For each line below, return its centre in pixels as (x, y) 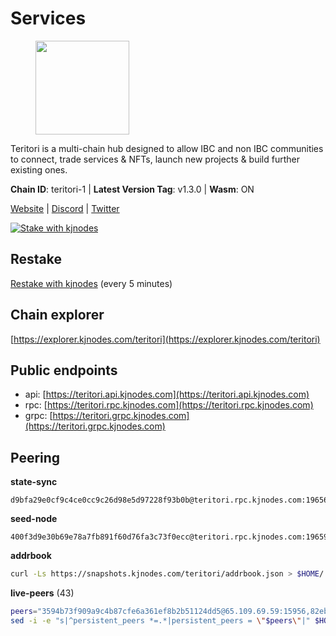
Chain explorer (57, 315)
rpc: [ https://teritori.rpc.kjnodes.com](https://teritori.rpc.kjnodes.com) (169, 405)
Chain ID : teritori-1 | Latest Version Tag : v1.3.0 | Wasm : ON (132, 189)
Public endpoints (64, 370)
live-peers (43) (42, 593)
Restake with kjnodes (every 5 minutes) (91, 283)
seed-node (34, 519)
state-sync (34, 482)
